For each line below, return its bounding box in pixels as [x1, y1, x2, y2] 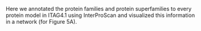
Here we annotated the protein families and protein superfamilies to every [6, 5, 192, 12]
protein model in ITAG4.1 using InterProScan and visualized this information [6, 12, 195, 19]
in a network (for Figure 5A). [6, 18, 77, 25]
